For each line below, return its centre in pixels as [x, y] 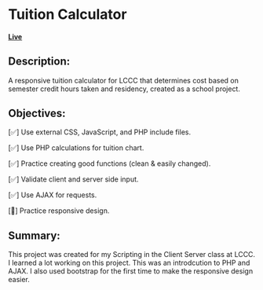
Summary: [34, 235]
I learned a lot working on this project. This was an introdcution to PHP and [129, 263]
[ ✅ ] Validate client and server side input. [73, 179]
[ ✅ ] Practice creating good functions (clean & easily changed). [110, 163]
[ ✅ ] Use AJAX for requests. [53, 195]
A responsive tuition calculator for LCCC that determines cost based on [124, 80]
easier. [19, 280]
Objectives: [37, 113]
